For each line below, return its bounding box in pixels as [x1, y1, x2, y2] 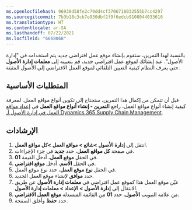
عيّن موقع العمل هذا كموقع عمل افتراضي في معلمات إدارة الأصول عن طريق [14, 178, 179, 185]
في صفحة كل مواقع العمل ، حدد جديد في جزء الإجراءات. [14, 147, 134, 155]
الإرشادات [6, 126, 38, 136]
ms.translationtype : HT [6, 19, 64, 25]
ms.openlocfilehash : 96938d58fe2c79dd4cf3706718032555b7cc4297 [6, 8, 163, 15]
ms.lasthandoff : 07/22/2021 [6, 30, 75, 36]
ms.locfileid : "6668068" [6, 36, 67, 41]
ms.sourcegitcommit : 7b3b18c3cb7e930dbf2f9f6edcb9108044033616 [6, 14, 163, 20]
